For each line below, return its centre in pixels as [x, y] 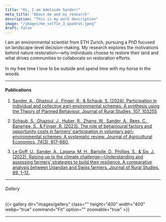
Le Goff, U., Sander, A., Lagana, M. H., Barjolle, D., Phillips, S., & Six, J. [83, 152]
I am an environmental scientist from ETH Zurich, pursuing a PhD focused [80, 42]
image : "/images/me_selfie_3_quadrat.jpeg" [51, 24]
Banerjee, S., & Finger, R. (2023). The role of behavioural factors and [82, 126]
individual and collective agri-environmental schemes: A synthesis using [86, 106]
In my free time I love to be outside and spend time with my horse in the [78, 69]
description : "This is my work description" [52, 19]
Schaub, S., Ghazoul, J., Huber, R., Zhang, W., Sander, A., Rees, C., [80, 121]
